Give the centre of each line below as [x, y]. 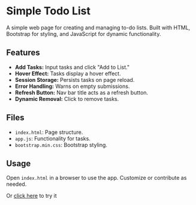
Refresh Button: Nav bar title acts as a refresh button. [82, 92]
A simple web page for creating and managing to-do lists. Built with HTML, [98, 27]
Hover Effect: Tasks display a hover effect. [68, 74]
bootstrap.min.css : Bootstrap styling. [61, 145]
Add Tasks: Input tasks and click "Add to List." [72, 67]
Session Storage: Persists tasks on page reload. [75, 79]
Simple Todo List [49, 11]
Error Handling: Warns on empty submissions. [72, 86]
